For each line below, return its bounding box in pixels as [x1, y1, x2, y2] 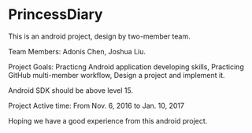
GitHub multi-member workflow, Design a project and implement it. [8, 70, 226, 79]
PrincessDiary [8, 6, 103, 24]
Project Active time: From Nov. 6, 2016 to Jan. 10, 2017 [8, 101, 185, 110]
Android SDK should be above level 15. [8, 85, 134, 95]
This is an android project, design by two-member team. [8, 31, 191, 41]
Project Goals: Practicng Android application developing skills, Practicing [8, 61, 244, 72]
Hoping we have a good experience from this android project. [8, 116, 208, 125]
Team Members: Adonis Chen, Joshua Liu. [8, 46, 146, 56]
